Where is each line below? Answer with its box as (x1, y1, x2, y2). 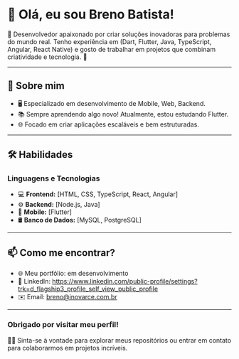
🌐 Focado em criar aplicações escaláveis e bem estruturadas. (17, 120, 199, 129)
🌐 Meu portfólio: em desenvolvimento (17, 269, 129, 278)
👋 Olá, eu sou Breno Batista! (7, 6, 174, 23)
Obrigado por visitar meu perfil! (7, 320, 119, 330)
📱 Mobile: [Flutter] (17, 208, 73, 216)
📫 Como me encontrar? (7, 247, 116, 259)
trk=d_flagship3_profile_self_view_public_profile (17, 284, 159, 294)
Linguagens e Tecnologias (7, 173, 100, 183)
